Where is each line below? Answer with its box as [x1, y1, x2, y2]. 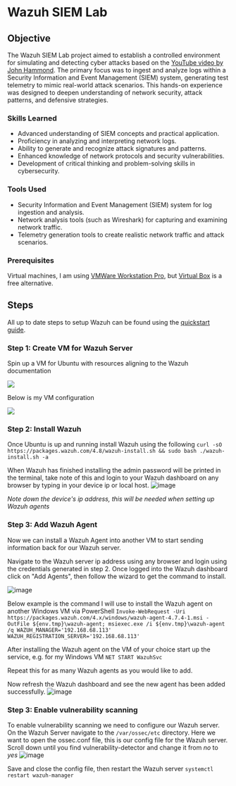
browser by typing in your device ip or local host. [7, 481, 149, 489]
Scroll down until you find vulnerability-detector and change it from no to [7, 743, 218, 751]
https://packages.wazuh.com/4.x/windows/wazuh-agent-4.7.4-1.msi [7, 614, 203, 621]
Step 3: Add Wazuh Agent [7, 520, 97, 530]
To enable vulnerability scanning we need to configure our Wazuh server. [7, 720, 220, 729]
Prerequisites [7, 255, 54, 265]
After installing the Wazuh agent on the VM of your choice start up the [7, 645, 211, 654]
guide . [7, 325, 26, 334]
